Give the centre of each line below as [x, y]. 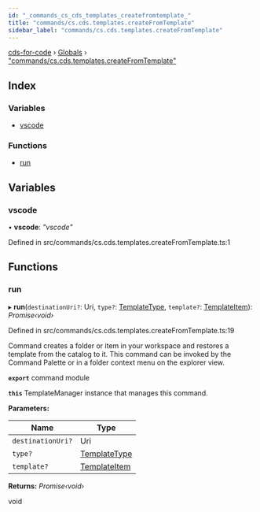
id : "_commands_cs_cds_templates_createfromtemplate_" [100, 15]
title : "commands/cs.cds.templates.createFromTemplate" [101, 23]
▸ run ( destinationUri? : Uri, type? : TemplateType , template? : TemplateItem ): [130, 306]
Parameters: [29, 408]
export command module [49, 377]
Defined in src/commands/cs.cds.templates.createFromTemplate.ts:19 [121, 330]
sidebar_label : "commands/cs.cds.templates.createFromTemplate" [115, 30]
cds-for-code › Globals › [48, 53]
